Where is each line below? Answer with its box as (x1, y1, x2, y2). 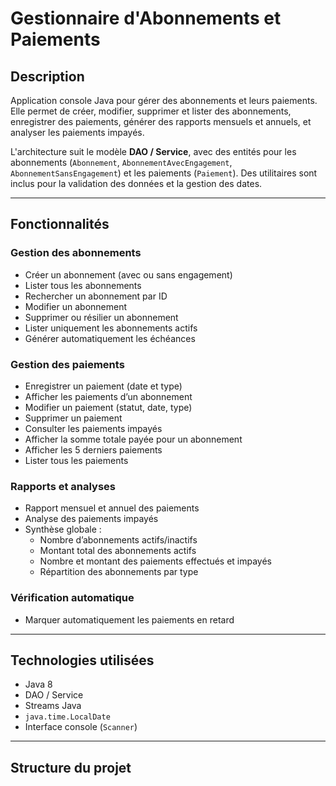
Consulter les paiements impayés (24, 422, 163, 434)
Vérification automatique (10, 591, 135, 605)
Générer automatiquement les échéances (24, 332, 196, 344)
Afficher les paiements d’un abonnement (24, 390, 193, 402)
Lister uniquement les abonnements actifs (24, 322, 198, 334)
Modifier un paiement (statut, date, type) (24, 401, 193, 413)
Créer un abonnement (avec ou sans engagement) (24, 268, 233, 281)
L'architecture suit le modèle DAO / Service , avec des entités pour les (10, 146, 297, 157)
